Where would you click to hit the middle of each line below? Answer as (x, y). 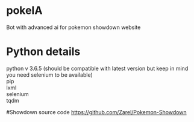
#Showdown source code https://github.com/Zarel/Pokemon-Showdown (96, 112)
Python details (43, 52)
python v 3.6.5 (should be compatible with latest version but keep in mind (97, 68)
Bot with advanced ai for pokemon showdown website (74, 27)
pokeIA (24, 11)
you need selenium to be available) (50, 75)
